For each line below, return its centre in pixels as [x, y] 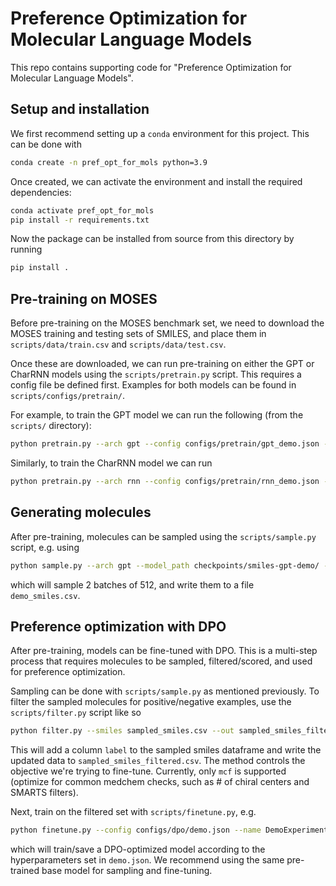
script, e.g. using [45, 547]
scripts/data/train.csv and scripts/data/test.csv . [118, 344]
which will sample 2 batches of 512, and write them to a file [132, 584]
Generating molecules [81, 512]
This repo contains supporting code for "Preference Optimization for [151, 67]
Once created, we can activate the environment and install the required [156, 181]
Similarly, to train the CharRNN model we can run [111, 463]
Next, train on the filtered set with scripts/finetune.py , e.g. [133, 812]
